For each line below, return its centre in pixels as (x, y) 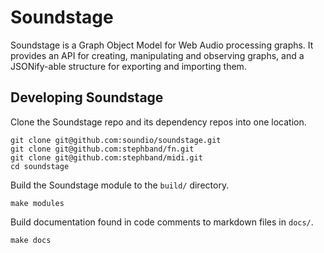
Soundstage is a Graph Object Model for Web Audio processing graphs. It (162, 45)
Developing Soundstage (87, 97)
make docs (31, 240)
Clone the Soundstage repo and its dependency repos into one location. (158, 122)
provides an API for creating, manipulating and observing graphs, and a (157, 55)
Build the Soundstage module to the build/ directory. (120, 185)
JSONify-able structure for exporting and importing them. (128, 66)
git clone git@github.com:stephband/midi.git (106, 157)
